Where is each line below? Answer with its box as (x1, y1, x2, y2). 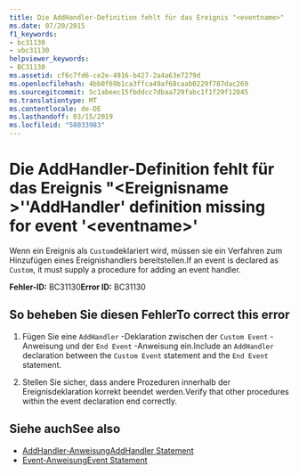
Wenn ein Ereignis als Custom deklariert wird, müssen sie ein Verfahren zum (9, 245, 283, 256)
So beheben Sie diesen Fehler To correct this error (9, 307, 290, 323)
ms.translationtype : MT (9, 95, 98, 105)
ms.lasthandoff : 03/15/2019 (9, 112, 114, 121)
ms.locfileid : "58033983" (9, 121, 105, 130)
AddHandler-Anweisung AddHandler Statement (21, 445, 194, 455)
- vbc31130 (9, 46, 50, 55)
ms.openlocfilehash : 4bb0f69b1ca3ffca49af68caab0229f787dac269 (9, 79, 249, 88)
